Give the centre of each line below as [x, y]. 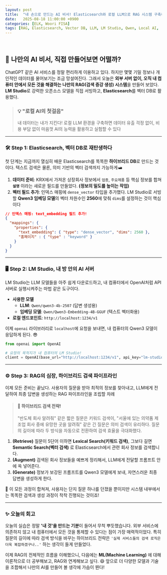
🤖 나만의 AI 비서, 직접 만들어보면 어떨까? [63, 59]
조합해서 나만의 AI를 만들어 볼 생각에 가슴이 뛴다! [57, 568]
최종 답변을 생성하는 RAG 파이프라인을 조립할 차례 [67, 394]
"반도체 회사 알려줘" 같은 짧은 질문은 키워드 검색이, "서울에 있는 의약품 [85, 418]
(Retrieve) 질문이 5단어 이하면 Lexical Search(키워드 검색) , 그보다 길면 [82, 441]
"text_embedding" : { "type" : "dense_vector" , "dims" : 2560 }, [84, 232]
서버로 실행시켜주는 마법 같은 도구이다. [42, 288]
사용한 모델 [23, 299]
